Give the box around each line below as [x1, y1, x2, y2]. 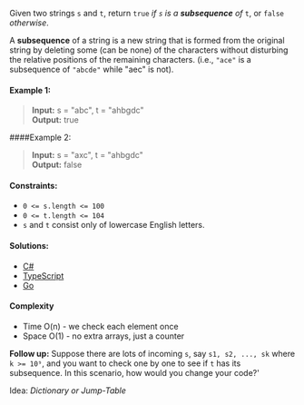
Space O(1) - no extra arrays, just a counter [22, 331, 185, 341]
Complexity [9, 301, 54, 311]
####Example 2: [9, 132, 72, 143]
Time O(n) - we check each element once [22, 321, 179, 331]
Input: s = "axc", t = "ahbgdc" [31, 150, 143, 161]
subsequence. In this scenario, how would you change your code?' [9, 367, 260, 378]
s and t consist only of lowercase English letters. [22, 220, 205, 231]
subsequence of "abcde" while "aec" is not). [9, 64, 174, 74]
